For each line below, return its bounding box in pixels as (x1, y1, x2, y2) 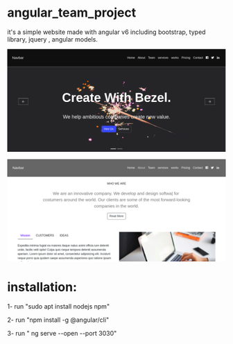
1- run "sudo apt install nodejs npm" (7, 302, 110, 310)
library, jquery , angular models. (7, 35, 98, 43)
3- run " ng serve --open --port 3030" (7, 329, 117, 337)
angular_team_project (7, 5, 137, 21)
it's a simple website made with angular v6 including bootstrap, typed (7, 28, 206, 36)
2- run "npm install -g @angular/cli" (7, 316, 110, 324)
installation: (7, 279, 78, 295)
